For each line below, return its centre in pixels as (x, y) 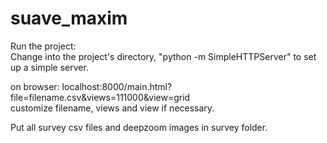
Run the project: (43, 46)
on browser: (35, 86)
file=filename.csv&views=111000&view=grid (100, 97)
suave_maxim (69, 18)
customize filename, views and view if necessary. (112, 108)
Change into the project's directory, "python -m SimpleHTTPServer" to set (163, 56)
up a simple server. (49, 67)
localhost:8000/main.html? (117, 86)
